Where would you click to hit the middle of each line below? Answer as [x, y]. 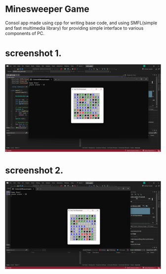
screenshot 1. [33, 53]
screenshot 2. [34, 170]
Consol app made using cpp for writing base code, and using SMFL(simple [81, 23]
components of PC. [25, 33]
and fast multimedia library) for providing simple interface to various [74, 28]
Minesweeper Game [47, 9]
